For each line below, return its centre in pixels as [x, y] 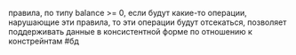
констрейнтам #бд [44, 41]
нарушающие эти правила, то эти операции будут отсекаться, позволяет [148, 22]
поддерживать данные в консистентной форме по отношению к [130, 31]
